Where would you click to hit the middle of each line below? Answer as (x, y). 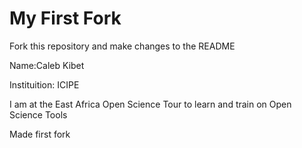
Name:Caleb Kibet (47, 65)
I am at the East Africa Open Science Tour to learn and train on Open (150, 104)
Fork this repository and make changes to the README (122, 46)
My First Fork (65, 18)
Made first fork (40, 134)
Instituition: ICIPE (44, 84)
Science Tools (38, 114)
